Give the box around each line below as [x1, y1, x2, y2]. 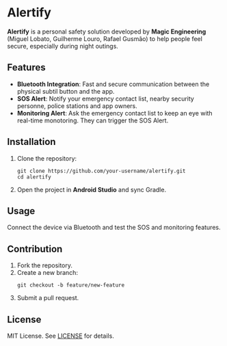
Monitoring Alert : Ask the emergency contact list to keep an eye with [16, 109, 213, 117]
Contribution [7, 243, 63, 254]
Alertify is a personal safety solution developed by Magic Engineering [7, 27, 206, 36]
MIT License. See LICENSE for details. [7, 332, 114, 340]
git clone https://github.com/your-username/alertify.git [16, 168, 186, 174]
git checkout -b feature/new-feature [16, 282, 125, 289]
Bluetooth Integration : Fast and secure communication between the [16, 80, 210, 88]
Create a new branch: [16, 269, 79, 277]
